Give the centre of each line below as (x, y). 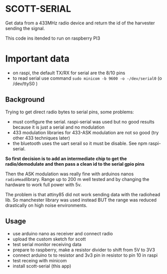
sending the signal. (25, 28)
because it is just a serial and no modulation (59, 127)
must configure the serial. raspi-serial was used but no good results (83, 121)
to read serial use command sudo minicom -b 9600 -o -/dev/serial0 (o (87, 78)
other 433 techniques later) (41, 138)
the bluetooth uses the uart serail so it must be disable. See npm (80, 143)
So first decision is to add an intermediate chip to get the (66, 159)
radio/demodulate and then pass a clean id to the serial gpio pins (75, 164)
